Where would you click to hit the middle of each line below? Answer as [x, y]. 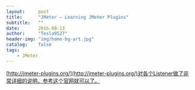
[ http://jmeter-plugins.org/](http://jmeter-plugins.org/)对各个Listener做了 [95, 73]
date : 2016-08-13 [36, 28]
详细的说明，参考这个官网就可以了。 [55, 81]
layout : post [28, 12]
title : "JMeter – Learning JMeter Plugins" [67, 17]
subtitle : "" [25, 22]
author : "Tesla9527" [37, 34]
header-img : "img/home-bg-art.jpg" [50, 39]
